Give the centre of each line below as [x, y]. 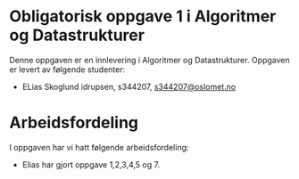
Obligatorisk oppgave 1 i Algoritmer [143, 16]
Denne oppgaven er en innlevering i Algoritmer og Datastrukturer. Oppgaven [149, 60]
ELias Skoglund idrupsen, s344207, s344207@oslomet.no [129, 86]
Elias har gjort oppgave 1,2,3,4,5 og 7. [91, 164]
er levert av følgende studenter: [67, 69]
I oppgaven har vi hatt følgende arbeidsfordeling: [99, 147]
